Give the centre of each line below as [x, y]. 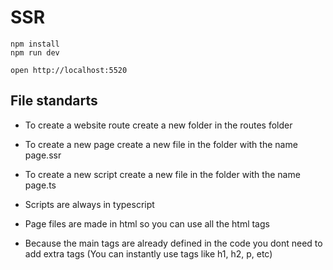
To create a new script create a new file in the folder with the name [162, 174]
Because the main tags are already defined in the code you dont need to [173, 243]
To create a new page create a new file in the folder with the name [161, 144]
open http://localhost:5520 [69, 70]
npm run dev [35, 52]
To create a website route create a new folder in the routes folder [158, 125]
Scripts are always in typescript [89, 204]
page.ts [40, 185]
